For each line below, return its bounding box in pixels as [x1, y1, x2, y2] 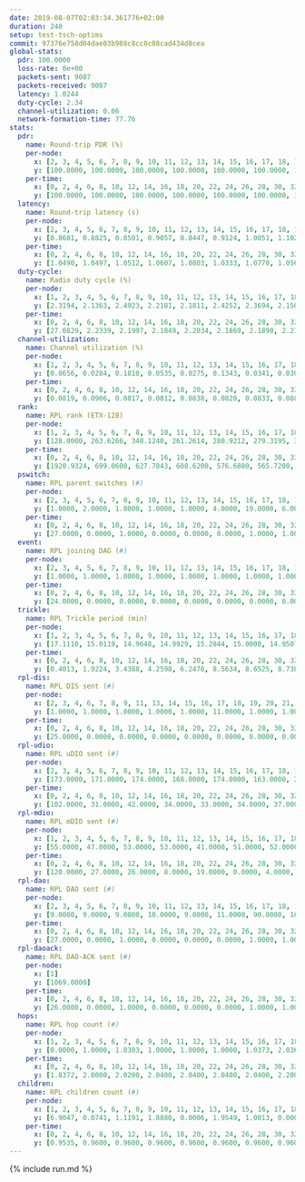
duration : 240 [9, 22, 64, 31]
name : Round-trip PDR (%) [25, 140, 124, 149]
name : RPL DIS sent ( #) [25, 682, 116, 691]
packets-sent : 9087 [17, 73, 92, 82]
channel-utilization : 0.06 [17, 106, 120, 116]
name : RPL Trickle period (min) [25, 614, 148, 623]
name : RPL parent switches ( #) [25, 479, 144, 488]
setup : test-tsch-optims [9, 30, 103, 39]
